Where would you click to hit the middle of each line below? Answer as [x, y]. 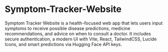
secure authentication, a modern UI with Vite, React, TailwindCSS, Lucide [81, 39]
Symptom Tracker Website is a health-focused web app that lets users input [84, 23]
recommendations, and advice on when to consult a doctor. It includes [78, 33]
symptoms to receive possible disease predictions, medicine [68, 28]
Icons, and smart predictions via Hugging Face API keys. [63, 44]
